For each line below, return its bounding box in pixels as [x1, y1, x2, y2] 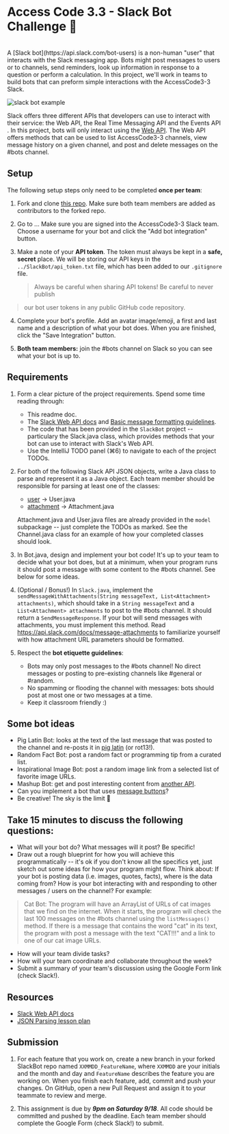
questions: [7, 824, 54, 836]
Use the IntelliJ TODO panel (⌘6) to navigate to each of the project [27, 446, 217, 455]
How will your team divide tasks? [16, 950, 110, 958]
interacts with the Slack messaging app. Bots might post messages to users [7, 55, 221, 64]
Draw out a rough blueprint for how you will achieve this [16, 850, 175, 859]
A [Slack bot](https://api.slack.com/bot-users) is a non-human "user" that [7, 49, 215, 57]
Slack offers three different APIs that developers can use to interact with [7, 111, 211, 120]
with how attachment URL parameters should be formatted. [16, 635, 185, 644]
